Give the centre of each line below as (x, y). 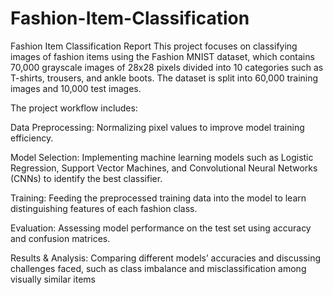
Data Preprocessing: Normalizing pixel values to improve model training (157, 127)
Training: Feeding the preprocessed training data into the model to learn (158, 198)
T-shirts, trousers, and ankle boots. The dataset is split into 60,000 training (164, 78)
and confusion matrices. (60, 238)
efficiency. (32, 138)
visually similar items (53, 279)
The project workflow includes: (74, 108)
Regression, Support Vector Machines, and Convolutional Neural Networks (164, 168)
